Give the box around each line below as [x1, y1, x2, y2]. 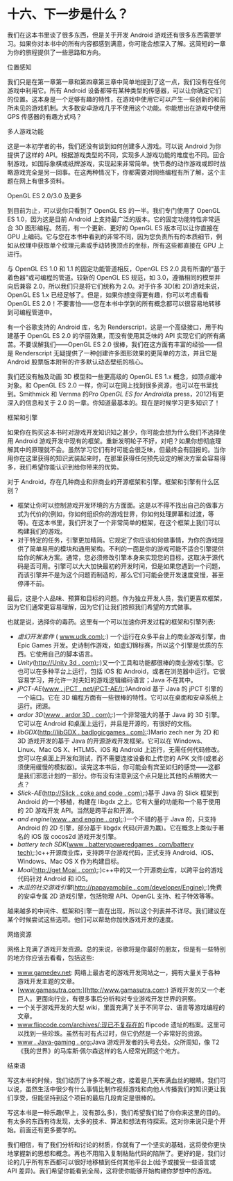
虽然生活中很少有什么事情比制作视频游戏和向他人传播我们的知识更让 [25, 1084, 220, 1093]
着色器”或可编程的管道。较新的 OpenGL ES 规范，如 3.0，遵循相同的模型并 [7, 273, 221, 282]
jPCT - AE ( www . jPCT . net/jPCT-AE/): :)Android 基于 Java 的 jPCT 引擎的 [17, 684, 223, 693]
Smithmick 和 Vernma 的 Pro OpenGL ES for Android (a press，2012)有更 [19, 389, 224, 398]
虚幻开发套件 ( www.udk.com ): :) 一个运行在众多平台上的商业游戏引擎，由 [17, 632, 226, 641]
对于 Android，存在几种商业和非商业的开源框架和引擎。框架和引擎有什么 [7, 477, 214, 485]
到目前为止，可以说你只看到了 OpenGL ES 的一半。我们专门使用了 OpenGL [7, 206, 221, 214]
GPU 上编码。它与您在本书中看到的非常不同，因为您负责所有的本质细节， [7, 232, 216, 241]
